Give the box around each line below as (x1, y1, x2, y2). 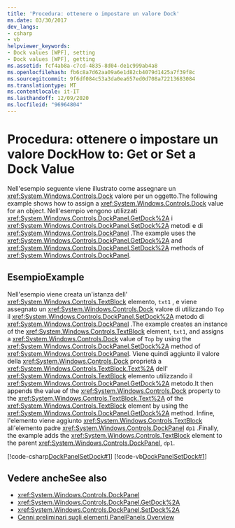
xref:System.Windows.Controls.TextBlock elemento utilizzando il (7, 371, 193, 380)
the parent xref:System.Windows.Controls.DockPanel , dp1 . (7, 438, 176, 447)
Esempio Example (7, 271, 85, 283)
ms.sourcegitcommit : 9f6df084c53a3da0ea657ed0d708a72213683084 (7, 75, 196, 83)
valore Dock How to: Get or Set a (7, 146, 196, 162)
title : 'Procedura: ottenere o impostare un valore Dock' (7, 10, 180, 17)
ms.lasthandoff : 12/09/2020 (7, 95, 90, 102)
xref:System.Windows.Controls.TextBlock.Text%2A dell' (7, 364, 169, 373)
